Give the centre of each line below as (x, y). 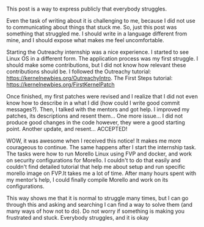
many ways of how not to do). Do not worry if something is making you (96, 211)
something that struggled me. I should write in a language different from (97, 34)
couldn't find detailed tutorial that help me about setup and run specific (96, 167)
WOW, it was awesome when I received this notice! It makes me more (94, 141)
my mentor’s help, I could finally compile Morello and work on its (87, 180)
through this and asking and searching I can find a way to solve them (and (100, 205)
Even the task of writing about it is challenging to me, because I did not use (101, 20)
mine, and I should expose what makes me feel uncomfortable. (85, 40)
